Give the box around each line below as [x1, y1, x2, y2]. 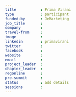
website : [5, 52, 43, 58]
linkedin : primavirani [5, 39, 69, 44]
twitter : [5, 44, 43, 48]
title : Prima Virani [5, 7, 71, 12]
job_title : [5, 21, 43, 26]
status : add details [5, 80, 69, 85]
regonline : [5, 71, 43, 76]
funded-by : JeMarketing [5, 16, 69, 21]
